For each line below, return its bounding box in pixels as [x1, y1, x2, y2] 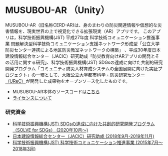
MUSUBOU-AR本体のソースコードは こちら [12, 88, 100, 95]
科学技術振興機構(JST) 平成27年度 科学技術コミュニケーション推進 [18, 34, 156, 40]
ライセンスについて [12, 95, 52, 101]
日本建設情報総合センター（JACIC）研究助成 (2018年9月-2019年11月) [12, 133, 154, 140]
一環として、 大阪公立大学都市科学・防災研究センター [35, 72, 145, 78]
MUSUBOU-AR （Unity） [5, 4, 110, 16]
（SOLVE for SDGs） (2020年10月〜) [12, 127, 88, 133]
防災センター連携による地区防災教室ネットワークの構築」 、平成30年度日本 [5, 47, 161, 53]
